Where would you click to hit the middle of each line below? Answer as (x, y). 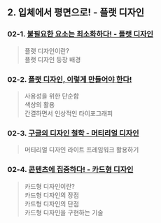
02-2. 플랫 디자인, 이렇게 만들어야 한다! (70, 79)
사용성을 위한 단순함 (51, 96)
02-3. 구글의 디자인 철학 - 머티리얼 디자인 (73, 133)
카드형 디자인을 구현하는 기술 (64, 213)
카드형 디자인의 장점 (51, 195)
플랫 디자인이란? (47, 50)
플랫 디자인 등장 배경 (52, 59)
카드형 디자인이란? (49, 186)
